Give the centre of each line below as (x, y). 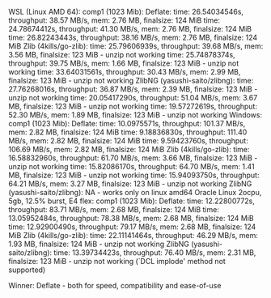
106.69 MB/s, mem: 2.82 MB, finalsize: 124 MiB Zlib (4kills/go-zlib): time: (129, 149)
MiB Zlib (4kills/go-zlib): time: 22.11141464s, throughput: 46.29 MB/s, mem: (133, 235)
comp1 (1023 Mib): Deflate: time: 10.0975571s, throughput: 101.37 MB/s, (127, 123)
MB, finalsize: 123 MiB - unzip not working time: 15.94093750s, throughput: (134, 175)
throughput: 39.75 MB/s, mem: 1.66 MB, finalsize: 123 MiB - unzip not (124, 63)
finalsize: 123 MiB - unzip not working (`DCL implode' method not (117, 261)
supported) (27, 270)
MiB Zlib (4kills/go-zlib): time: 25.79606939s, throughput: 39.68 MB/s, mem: (136, 46)
